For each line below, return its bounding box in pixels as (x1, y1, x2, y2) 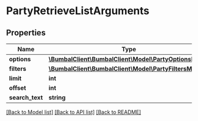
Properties (6, 28, 46, 38)
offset (9, 84, 27, 92)
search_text (9, 93, 43, 102)
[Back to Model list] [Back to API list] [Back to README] (6, 109, 141, 116)
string (48, 93, 66, 102)
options (9, 55, 31, 63)
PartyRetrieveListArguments (6, 4, 150, 18)
